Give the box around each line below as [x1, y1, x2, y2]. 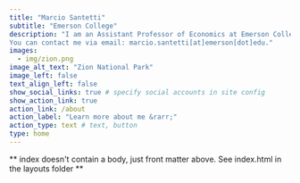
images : [9, 46, 38, 55]
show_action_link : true [9, 96, 98, 105]
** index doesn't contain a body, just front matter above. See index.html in [9, 154, 282, 164]
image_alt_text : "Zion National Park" [9, 63, 154, 72]
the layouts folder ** [9, 162, 84, 174]
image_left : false [9, 71, 78, 80]
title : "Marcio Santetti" [9, 12, 105, 22]
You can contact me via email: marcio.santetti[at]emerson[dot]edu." [9, 37, 274, 47]
